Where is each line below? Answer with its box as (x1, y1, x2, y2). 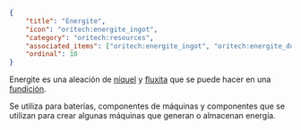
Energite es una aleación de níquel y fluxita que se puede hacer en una (9, 74, 271, 85)
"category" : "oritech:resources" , (25, 33, 154, 42)
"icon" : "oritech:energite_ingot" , (25, 25, 159, 34)
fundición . (9, 84, 47, 94)
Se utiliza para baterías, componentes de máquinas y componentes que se (9, 101, 285, 111)
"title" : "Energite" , (25, 16, 106, 26)
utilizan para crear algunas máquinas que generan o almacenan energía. (9, 110, 276, 121)
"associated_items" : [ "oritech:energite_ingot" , (25, 41, 211, 51)
